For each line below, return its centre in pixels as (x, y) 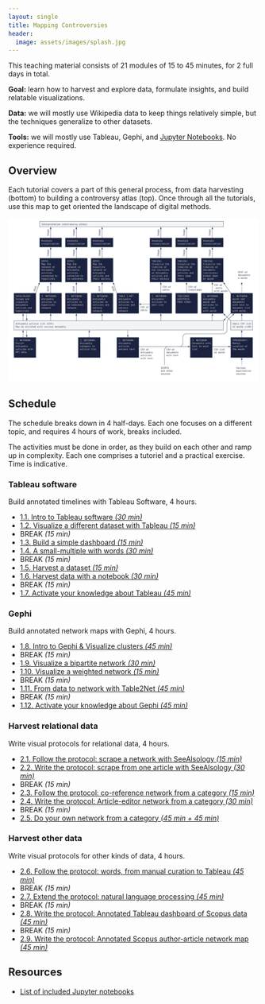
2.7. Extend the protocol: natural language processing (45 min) (122, 896)
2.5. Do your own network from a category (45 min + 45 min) (119, 818)
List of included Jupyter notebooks (77, 991)
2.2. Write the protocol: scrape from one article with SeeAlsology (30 (132, 767)
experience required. (42, 145)
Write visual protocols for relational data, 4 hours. (89, 743)
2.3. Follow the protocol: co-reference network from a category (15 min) (137, 793)
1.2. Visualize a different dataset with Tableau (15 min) (108, 525)
